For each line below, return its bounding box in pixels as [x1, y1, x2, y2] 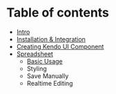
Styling [26, 64, 48, 73]
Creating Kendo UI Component [16, 42, 104, 50]
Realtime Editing [26, 79, 73, 87]
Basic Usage [26, 57, 63, 65]
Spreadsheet [16, 50, 53, 58]
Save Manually [26, 71, 69, 80]
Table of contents [6, 5, 110, 21]
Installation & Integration [16, 35, 86, 43]
